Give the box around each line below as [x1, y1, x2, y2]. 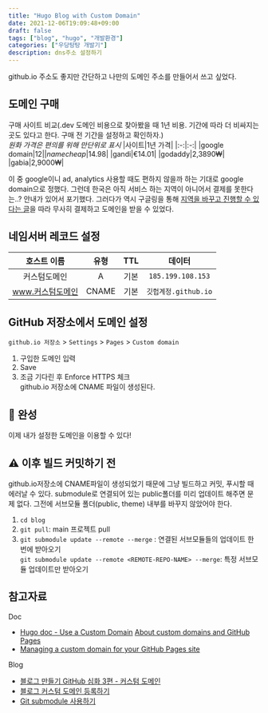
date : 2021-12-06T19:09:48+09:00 [8, 19, 120, 27]
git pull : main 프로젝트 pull [19, 524, 110, 534]
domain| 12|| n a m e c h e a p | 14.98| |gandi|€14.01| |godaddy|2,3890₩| [8, 149, 225, 158]
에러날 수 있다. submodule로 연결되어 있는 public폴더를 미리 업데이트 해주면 [8, 489, 246, 499]
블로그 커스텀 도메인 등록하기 [19, 686, 110, 695]
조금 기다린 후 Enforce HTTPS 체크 [19, 372, 130, 382]
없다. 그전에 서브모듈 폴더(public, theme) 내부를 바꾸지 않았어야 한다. [16, 499, 233, 508]
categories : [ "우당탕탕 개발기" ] [8, 42, 108, 50]
